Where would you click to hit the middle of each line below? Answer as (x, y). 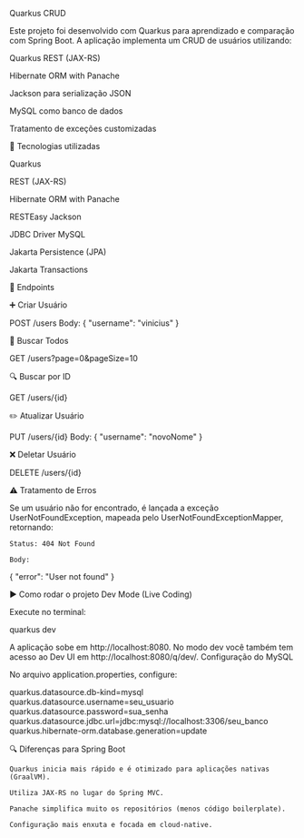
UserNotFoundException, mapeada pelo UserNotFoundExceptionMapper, (147, 517)
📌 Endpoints (32, 287)
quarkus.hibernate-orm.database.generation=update (108, 731)
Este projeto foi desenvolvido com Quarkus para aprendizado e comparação (152, 30)
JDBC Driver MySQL (48, 234)
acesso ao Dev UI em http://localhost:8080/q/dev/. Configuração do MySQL (152, 657)
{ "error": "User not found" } (62, 576)
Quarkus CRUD (38, 13)
